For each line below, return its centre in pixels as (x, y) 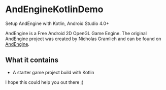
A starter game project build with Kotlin (54, 72)
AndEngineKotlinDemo (54, 9)
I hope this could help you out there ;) (44, 82)
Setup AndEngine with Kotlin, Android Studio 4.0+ (57, 23)
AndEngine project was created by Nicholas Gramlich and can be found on (83, 39)
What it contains (32, 60)
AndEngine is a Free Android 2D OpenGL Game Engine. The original (76, 33)
